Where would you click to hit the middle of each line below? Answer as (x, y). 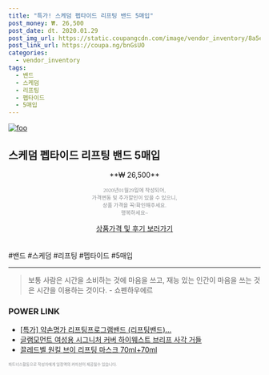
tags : (17, 68)
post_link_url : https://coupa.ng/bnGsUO (77, 46)
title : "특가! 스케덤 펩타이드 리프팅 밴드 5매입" (81, 16)
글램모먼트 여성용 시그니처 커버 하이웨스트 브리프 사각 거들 (111, 340)
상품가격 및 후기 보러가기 (134, 228)
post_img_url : (32, 38)
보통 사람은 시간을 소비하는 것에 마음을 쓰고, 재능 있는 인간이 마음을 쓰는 (140, 280)
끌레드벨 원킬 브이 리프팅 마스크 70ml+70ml (88, 350)
